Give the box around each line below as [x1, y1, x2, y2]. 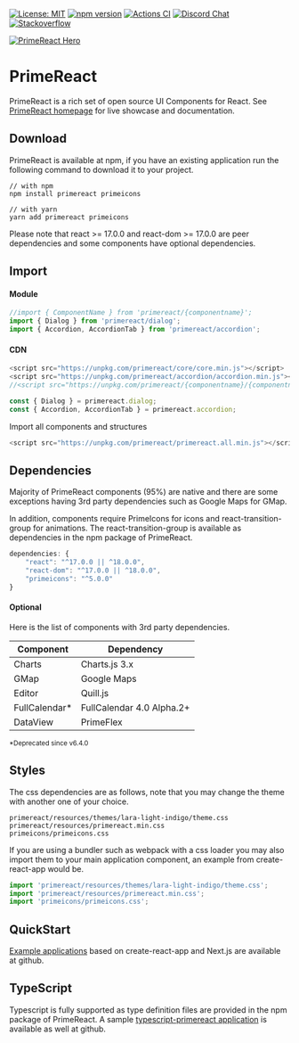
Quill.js [80, 686, 109, 699]
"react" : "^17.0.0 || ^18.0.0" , [25, 558, 145, 567]
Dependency [108, 643, 164, 655]
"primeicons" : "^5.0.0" [25, 574, 114, 583]
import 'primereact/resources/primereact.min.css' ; [9, 889, 205, 898]
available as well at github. [9, 1023, 107, 1034]
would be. [47, 863, 85, 874]
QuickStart [9, 922, 71, 937]
